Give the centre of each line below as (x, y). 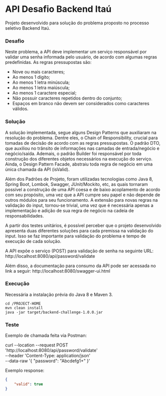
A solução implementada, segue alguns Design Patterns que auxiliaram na (81, 132)
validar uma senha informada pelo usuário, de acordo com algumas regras (81, 57)
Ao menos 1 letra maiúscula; (41, 88)
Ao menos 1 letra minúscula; (41, 82)
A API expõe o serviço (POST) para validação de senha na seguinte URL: (79, 251)
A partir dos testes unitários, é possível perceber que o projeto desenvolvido (83, 225)
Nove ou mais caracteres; (39, 72)
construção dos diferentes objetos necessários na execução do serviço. (79, 159)
